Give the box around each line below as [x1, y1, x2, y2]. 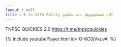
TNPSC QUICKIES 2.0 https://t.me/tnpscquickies [5, 26, 107, 32]
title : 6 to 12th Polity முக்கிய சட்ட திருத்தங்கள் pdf [5, 12, 113, 17]
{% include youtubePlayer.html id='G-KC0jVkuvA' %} [5, 36, 116, 42]
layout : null [5, 7, 36, 13]
